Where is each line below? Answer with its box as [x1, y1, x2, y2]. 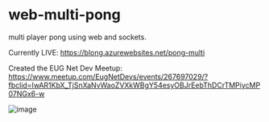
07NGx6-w [8, 88, 45, 98]
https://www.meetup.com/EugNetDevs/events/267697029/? [8, 71, 209, 81]
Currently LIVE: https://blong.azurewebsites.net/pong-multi [8, 47, 205, 57]
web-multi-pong [8, 6, 121, 24]
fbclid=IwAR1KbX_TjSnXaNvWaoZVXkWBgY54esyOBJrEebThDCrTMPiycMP [8, 80, 261, 90]
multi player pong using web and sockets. [8, 32, 147, 42]
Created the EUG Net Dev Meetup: [8, 63, 123, 73]
